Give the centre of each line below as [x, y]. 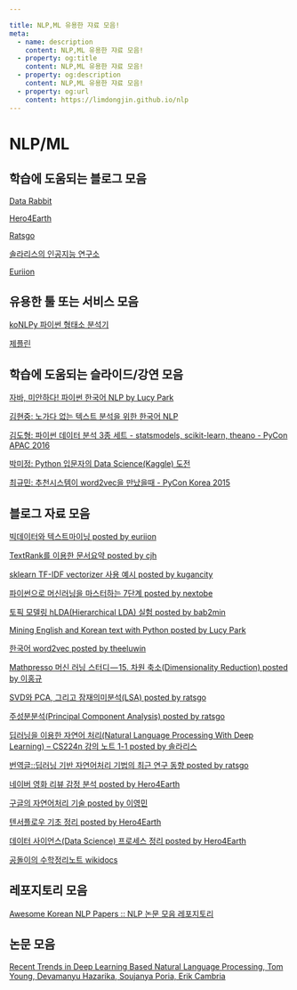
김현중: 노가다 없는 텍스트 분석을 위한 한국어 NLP [94, 417]
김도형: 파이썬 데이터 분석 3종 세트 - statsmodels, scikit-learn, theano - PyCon [148, 435]
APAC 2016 [30, 445]
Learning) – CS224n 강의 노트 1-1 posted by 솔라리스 [103, 746]
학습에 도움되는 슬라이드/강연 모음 [96, 374]
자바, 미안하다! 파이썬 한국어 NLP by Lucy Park [92, 398]
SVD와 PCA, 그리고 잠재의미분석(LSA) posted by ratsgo [108, 697]
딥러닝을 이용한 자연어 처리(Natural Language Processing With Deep [132, 734]
